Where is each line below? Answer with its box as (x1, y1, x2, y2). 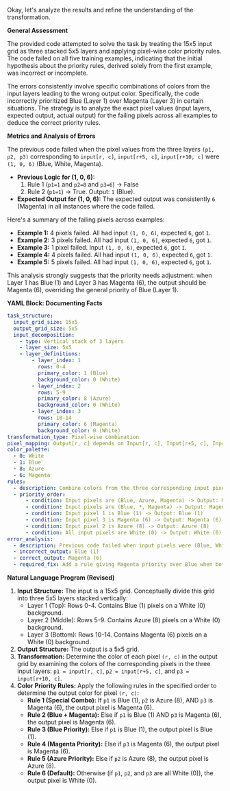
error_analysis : (7, 535, 53, 543)
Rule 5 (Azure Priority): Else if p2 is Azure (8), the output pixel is (27, 755, 209, 762)
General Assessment (7, 27, 68, 34)
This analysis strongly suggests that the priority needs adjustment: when (7, 271, 212, 279)
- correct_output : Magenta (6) (13, 555, 103, 562)
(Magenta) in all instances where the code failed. (16, 202, 155, 210)
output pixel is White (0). (27, 777, 97, 784)
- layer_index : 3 (31, 408, 81, 415)
